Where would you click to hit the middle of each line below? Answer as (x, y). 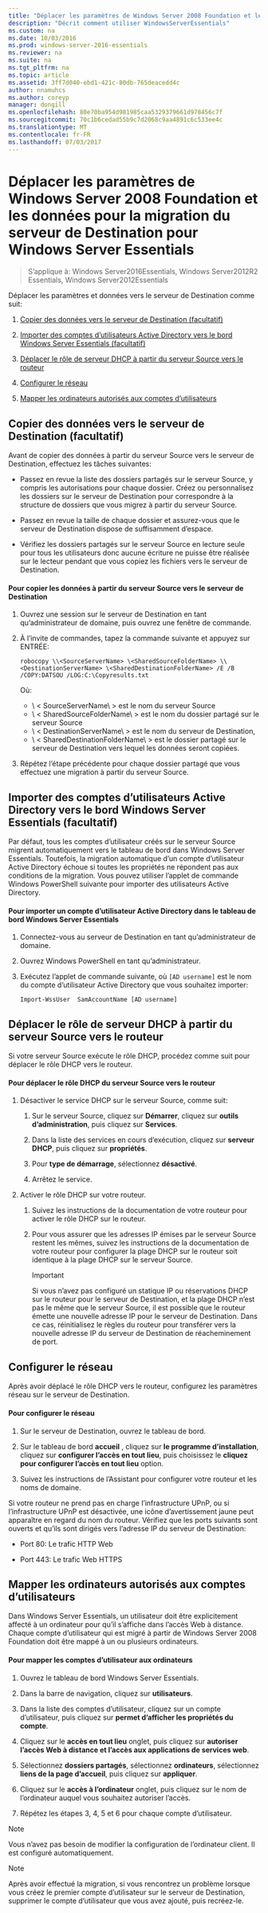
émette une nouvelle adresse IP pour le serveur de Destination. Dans (144, 1317)
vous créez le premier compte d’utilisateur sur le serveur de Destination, (127, 1892)
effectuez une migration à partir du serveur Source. (104, 772)
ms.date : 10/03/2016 (43, 38)
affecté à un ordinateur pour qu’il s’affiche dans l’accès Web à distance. (126, 1624)
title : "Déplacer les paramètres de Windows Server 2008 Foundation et (130, 16)
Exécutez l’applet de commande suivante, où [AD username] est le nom (136, 977)
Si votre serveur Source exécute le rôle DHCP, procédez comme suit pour (129, 1056)
